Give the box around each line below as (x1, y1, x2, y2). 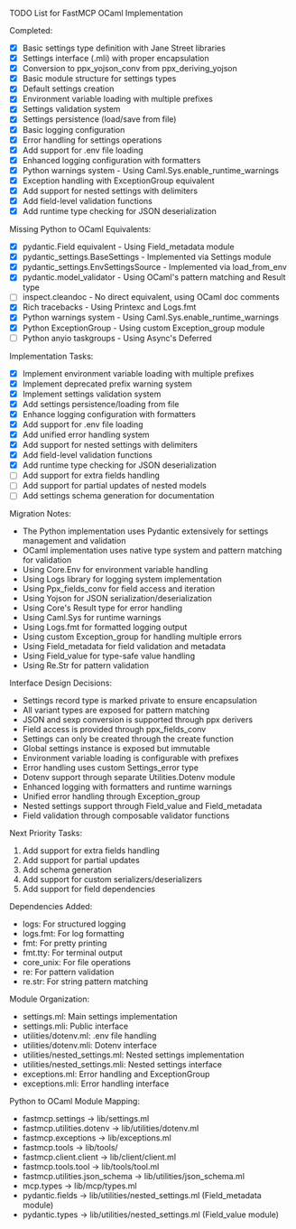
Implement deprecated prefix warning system (22, 378, 192, 389)
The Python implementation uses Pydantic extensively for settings (22, 526, 269, 536)
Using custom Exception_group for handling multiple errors (22, 631, 242, 642)
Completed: (9, 25, 53, 35)
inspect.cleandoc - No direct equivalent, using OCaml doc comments (22, 292, 280, 303)
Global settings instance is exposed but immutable (22, 743, 210, 754)
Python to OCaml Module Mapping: (9, 1096, 140, 1107)
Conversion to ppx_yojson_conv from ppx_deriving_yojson (22, 63, 237, 74)
